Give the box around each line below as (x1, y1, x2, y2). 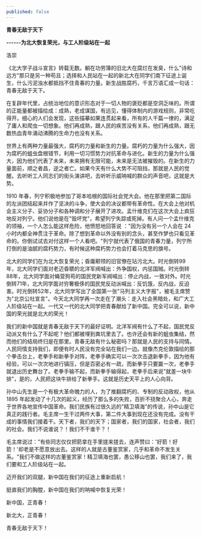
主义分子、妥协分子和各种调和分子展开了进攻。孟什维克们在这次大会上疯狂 (11, 207, 195, 215)
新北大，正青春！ (6, 511, 48, 518)
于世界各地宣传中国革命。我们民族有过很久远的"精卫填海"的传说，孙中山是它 (6, 403, 195, 410)
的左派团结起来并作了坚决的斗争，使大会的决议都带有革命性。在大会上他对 (6, 200, 190, 207)
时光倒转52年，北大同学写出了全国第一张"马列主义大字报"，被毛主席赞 (16, 287, 190, 294)
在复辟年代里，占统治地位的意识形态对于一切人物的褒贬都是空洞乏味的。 (6, 99, 184, 107)
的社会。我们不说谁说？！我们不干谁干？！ (6, 425, 111, 432)
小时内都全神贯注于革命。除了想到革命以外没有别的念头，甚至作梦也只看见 (6, 230, 190, 237)
